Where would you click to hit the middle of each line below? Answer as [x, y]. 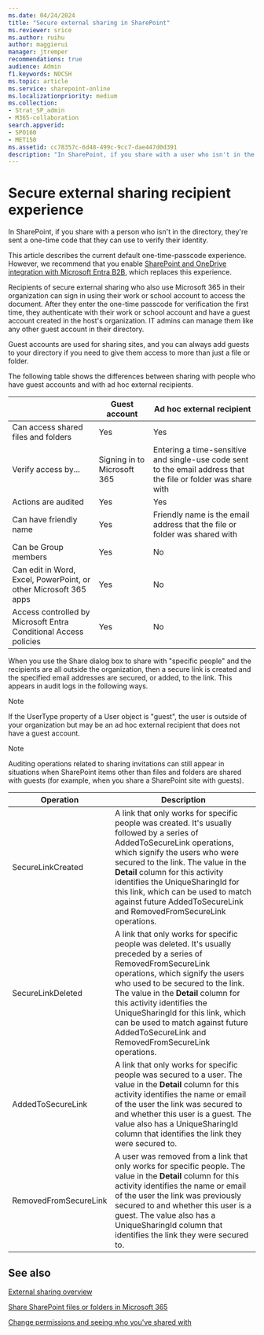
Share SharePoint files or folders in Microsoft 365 [88, 1307]
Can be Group [38, 548]
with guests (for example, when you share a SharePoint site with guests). [126, 780]
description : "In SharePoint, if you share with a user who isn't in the [132, 154]
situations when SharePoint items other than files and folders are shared [125, 773]
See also [29, 1272]
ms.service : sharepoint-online [59, 89]
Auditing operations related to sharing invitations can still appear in [116, 764]
